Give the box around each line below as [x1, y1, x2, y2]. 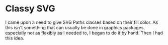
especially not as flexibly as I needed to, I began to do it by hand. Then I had [5, 30, 163, 36]
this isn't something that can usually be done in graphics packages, [5, 24, 145, 30]
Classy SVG [5, 3, 55, 14]
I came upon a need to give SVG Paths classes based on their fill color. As [5, 19, 158, 25]
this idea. [5, 35, 24, 41]
